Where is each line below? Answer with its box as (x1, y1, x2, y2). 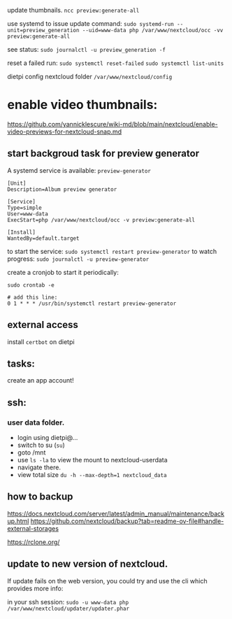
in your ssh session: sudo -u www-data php (7, 597, 129, 606)
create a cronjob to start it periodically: (7, 268, 119, 276)
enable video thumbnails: (7, 97, 158, 113)
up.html (7, 517, 29, 525)
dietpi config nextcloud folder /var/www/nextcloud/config (7, 73, 173, 80)
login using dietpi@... (17, 434, 78, 442)
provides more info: (7, 584, 64, 592)
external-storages (7, 524, 59, 532)
